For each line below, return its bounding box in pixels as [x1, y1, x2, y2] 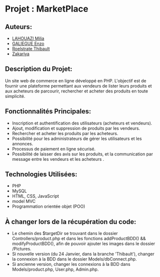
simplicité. [5, 93, 26, 99]
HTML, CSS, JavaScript [12, 193, 59, 199]
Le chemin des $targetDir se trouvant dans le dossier [12, 231, 118, 236]
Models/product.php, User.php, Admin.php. [12, 266, 99, 272]
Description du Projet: [5, 65, 73, 73]
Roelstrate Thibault [12, 46, 50, 51]
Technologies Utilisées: [5, 170, 77, 179]
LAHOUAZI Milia [12, 35, 44, 41]
